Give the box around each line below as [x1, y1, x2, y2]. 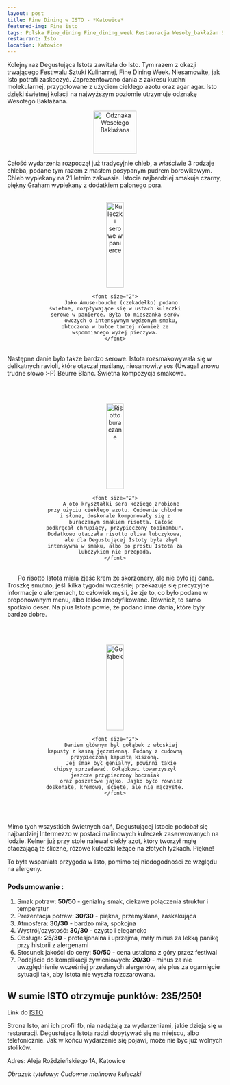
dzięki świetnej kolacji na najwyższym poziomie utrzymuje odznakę [7, 90, 197, 98]
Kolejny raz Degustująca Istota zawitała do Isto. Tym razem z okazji [7, 61, 197, 69]
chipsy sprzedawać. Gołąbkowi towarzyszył [53, 766, 177, 772]
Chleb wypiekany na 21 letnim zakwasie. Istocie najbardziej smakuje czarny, [7, 174, 222, 182]
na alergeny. [7, 865, 42, 873]
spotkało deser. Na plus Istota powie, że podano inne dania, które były [7, 603, 205, 611]
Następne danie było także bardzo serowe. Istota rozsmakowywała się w [7, 354, 212, 363]
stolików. [7, 1043, 32, 1052]
